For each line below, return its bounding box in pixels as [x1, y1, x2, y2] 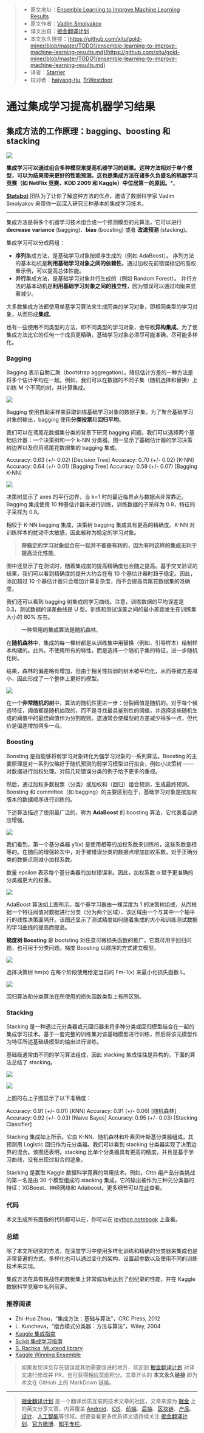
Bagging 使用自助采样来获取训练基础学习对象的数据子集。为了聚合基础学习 [6, 408, 194, 416]
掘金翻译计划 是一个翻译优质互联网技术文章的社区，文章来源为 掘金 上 [21, 1397, 196, 1404]
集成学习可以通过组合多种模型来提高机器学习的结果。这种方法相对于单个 [6, 164, 187, 171]
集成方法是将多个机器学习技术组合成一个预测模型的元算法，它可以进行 [6, 218, 182, 226]
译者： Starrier [30, 69, 66, 75]
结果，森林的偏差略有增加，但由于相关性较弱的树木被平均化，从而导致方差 [6, 668, 192, 675]
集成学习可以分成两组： [6, 239, 65, 246]
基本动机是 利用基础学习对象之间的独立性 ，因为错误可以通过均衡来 [25, 282, 191, 290]
